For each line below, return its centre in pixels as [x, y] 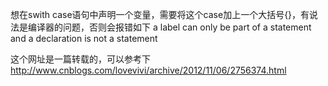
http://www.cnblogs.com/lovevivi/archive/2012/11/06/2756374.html [148, 70]
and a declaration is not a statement [84, 38]
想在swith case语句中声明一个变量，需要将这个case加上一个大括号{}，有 [160, 14]
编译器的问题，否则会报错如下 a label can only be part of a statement [169, 27]
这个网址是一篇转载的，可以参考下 [80, 59]
